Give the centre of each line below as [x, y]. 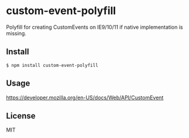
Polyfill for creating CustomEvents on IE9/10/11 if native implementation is [95, 27]
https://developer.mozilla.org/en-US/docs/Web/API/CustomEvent [85, 97]
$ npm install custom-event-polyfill [52, 65]
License [21, 116]
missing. [16, 33]
